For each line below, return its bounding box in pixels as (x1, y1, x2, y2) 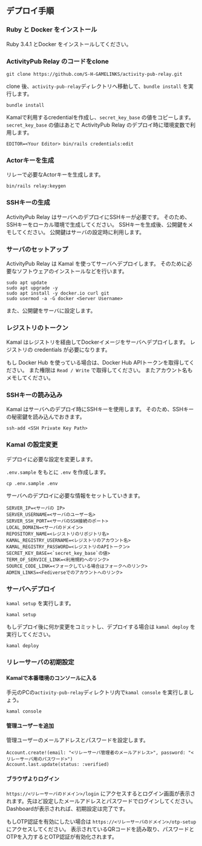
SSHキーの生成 (6, 198, 50, 207)
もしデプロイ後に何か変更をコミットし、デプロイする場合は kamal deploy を (6, 623, 195, 631)
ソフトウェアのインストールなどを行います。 (16, 267, 128, 275)
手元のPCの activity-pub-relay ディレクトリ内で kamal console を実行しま (6, 689, 189, 696)
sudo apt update (6, 280, 47, 286)
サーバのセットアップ (6, 245, 68, 253)
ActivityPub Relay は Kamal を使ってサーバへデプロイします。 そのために (6, 260, 187, 267)
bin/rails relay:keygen (6, 183, 67, 189)
